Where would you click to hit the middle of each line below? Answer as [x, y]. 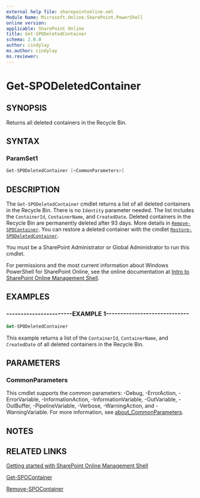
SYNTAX [23, 141]
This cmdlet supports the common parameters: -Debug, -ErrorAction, [92, 393]
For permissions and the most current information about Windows [87, 265]
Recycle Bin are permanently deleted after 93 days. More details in [88, 223]
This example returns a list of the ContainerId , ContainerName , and [87, 338]
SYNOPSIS [27, 108]
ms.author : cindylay [32, 51]
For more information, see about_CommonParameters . [117, 412]
